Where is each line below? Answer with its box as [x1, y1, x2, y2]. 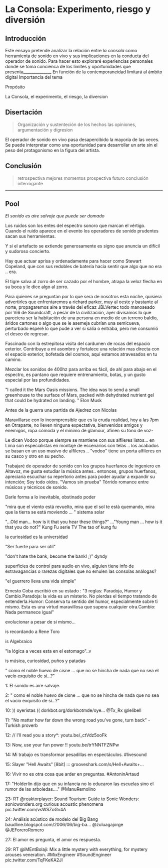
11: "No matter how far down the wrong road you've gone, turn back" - [5, 717, 150, 723]
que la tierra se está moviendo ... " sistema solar [5, 509, 104, 515]
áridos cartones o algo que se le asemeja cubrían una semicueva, [5, 320, 140, 326]
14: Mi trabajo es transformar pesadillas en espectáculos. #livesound [5, 752, 147, 758]
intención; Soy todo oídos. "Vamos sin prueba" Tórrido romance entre [5, 479, 149, 485]
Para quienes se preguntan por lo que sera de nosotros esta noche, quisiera [5, 294, 162, 300]
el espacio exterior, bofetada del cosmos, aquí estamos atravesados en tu [5, 351, 157, 357]
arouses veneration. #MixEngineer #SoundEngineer [5, 852, 111, 858]
